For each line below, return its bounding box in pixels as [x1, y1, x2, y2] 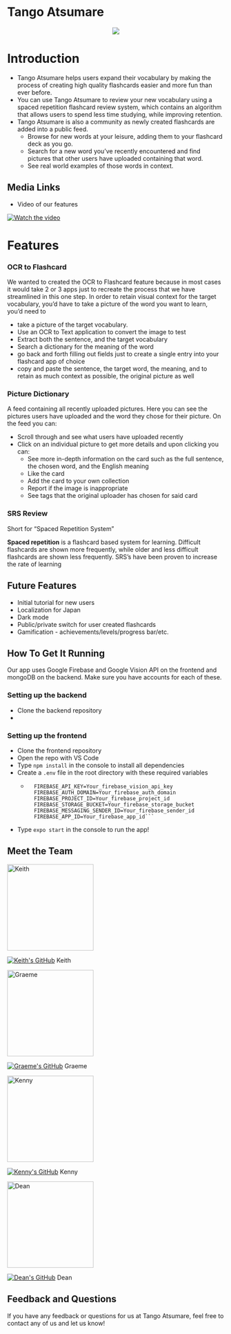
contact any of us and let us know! [7, 1319, 106, 1327]
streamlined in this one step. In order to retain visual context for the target [7, 293, 217, 301]
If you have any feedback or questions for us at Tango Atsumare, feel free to [7, 1311, 224, 1319]
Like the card [27, 470, 65, 478]
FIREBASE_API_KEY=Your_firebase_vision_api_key [33, 783, 174, 790]
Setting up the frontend [7, 731, 88, 740]
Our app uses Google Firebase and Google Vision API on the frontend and [7, 666, 217, 674]
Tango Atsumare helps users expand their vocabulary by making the [17, 73, 212, 81]
